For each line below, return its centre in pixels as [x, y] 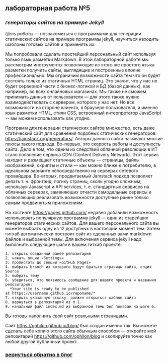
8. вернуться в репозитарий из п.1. [44, 302]
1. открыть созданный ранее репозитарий [48, 253]
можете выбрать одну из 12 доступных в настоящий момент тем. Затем [83, 228]
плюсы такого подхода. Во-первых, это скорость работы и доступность [83, 144]
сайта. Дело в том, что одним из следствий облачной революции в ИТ [81, 149]
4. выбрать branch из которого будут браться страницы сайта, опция [78, 267]
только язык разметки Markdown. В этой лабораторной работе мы [77, 59]
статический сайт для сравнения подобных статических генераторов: [81, 133]
